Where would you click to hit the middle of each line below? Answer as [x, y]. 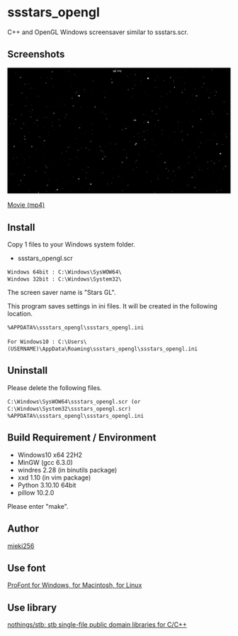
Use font [27, 568]
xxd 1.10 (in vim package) [54, 478]
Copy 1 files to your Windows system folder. [72, 244]
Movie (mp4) [26, 205]
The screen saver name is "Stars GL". [62, 293]
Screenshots [36, 54]
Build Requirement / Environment [82, 438]
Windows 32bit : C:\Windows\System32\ [64, 279]
